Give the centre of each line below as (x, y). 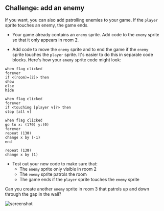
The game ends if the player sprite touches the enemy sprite (79, 179)
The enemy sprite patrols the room (53, 174)
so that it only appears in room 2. (46, 40)
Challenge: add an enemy (45, 8)
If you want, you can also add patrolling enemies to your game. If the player (82, 20)
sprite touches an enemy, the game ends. (47, 25)
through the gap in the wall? (33, 194)
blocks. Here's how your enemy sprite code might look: (67, 60)
